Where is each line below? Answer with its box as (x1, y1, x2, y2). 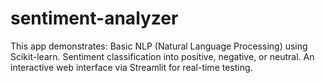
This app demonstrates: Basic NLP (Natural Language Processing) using (10, 40, 308, 52)
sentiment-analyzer (10, 7, 179, 30)
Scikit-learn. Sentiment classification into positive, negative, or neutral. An (10, 50, 315, 62)
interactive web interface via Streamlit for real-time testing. (10, 61, 253, 73)
